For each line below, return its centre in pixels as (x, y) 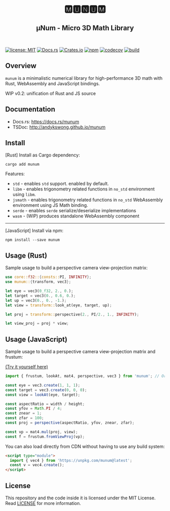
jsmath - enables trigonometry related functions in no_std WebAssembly (88, 200)
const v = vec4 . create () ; (37, 465)
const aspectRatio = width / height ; (45, 404)
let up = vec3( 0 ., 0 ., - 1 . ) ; (36, 300)
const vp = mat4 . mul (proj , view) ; (42, 432)
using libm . (24, 195)
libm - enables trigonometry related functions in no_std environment (84, 189)
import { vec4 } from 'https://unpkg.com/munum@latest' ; (71, 460)
